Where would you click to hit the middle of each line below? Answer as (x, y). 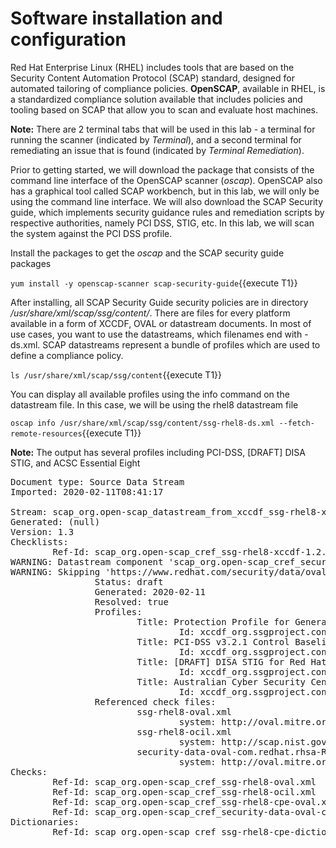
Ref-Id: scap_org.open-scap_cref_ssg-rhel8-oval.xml (184, 781)
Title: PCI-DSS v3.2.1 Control (213, 641)
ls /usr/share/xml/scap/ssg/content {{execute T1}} (116, 374)
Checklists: (39, 541)
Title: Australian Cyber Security (221, 681)
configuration (68, 39)
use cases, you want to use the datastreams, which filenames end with (156, 334)
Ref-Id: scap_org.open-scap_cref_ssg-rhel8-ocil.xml (184, 791)
